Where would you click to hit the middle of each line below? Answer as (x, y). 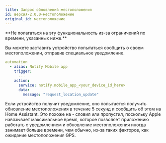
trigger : (23, 71)
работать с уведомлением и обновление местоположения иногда (76, 125)
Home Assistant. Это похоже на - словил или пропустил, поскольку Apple (83, 114)
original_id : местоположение (35, 19)
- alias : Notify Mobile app (39, 67)
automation (16, 62)
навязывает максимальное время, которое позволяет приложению (77, 120)
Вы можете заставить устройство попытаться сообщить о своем (75, 48)
